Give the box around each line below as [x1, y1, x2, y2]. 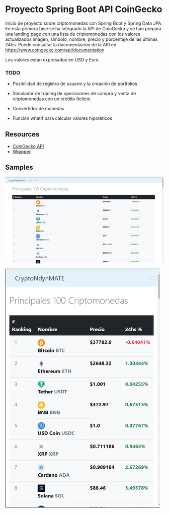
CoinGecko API [12, 143, 44, 150]
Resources [5, 130, 40, 138]
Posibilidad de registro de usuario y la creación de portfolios [12, 81, 137, 87]
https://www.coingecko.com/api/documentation [5, 47, 105, 53]
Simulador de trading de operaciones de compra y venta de [12, 91, 136, 97]
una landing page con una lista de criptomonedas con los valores [5, 31, 140, 37]
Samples [5, 163, 34, 172]
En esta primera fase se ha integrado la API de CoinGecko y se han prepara [5, 25, 162, 31]
